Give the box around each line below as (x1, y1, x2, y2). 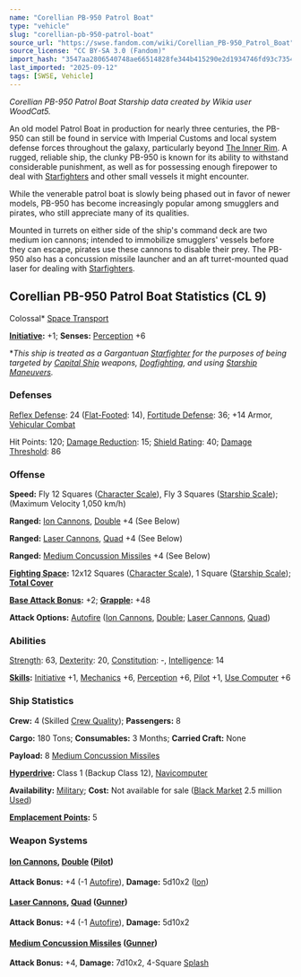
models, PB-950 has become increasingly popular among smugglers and (9, 198, 279, 208)
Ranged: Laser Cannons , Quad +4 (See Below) (9, 533, 184, 544)
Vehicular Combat (9, 418, 76, 429)
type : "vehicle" (9, 22, 70, 31)
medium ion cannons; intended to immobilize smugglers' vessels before (9, 234, 275, 245)
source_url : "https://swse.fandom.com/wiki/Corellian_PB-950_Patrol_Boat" (9, 38, 295, 48)
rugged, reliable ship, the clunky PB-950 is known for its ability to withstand (9, 152, 289, 163)
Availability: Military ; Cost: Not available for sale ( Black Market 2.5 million (9, 785, 282, 796)
